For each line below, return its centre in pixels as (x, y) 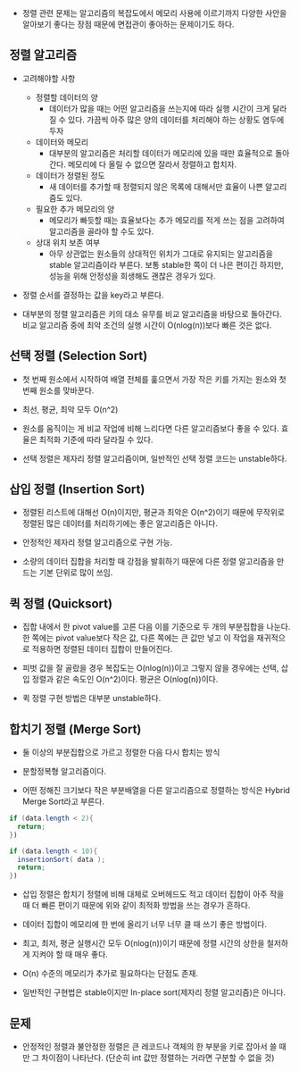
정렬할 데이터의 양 (66, 97)
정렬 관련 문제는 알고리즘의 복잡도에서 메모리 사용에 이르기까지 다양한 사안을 (154, 13)
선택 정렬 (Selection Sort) (79, 356)
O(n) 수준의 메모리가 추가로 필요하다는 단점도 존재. (110, 974)
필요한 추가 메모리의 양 (75, 209)
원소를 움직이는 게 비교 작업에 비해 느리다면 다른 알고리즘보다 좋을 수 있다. (150, 428)
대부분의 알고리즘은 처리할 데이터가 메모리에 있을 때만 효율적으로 (161, 153)
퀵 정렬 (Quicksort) (61, 603)
